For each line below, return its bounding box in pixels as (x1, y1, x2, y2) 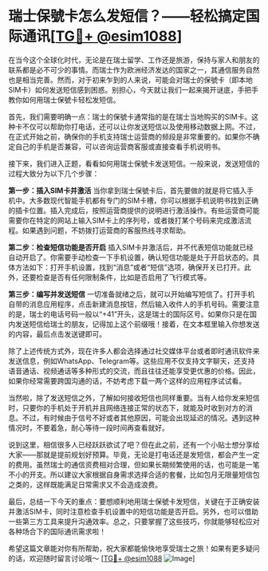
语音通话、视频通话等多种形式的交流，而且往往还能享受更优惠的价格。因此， (8, 366, 260, 376)
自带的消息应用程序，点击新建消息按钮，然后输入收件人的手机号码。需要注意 (8, 299, 260, 309)
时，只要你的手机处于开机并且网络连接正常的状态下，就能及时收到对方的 (8, 403, 246, 412)
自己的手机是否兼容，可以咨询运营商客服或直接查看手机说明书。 (14, 141, 225, 152)
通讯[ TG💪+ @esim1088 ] (22, 27, 183, 45)
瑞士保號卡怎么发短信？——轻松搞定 (8, 7, 246, 26)
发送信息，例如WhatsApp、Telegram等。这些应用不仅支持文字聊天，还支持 (8, 356, 255, 365)
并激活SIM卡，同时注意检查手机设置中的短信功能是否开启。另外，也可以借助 (8, 506, 259, 516)
